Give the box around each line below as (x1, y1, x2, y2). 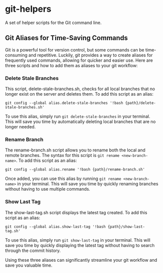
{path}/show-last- (107, 224, 145, 229)
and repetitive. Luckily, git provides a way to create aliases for (28, 52, 153, 58)
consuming (5, 52, 28, 58)
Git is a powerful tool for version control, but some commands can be (5, 47, 145, 52)
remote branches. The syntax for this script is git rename (5, 152, 120, 158)
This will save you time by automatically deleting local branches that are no (5, 119, 156, 124)
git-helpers (5, 3, 52, 15)
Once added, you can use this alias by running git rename (5, 175, 122, 182)
